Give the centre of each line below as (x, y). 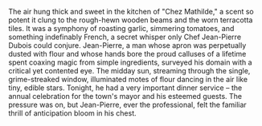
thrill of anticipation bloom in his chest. (72, 113)
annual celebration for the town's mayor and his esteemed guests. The (125, 96)
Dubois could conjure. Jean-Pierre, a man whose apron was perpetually (127, 45)
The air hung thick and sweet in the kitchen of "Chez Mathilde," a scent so (131, 12)
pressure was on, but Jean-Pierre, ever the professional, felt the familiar (127, 104)
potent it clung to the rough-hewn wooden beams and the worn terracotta (131, 20)
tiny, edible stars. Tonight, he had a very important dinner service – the (125, 88)
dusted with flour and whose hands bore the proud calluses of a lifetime (127, 54)
